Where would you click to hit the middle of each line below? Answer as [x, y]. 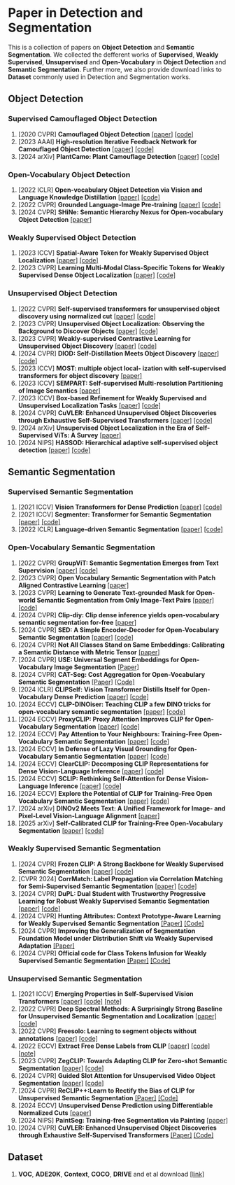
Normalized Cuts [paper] [55, 1113]
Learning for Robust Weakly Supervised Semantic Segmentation [114, 901]
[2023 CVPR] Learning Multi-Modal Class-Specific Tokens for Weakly [121, 268]
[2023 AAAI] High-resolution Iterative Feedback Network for [107, 141]
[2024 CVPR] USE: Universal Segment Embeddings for [99, 659]
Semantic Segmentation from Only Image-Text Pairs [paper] [126, 600]
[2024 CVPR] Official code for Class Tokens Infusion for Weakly [112, 953]
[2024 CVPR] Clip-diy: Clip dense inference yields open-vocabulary [119, 615]
